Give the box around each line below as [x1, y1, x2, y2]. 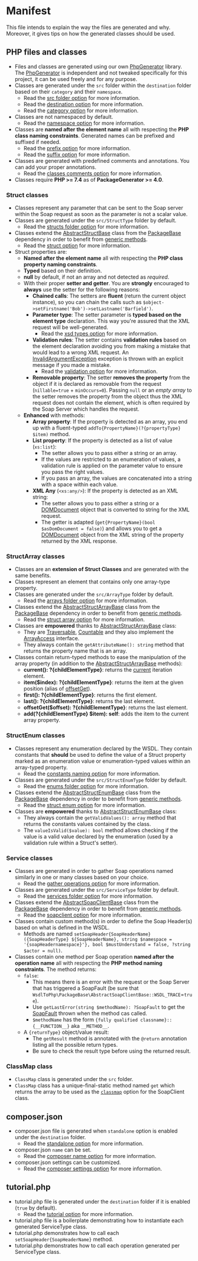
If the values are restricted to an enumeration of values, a [41, 456, 181, 463]
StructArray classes [6, 552, 65, 560]
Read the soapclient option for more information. [23, 911, 142, 918]
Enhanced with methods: [23, 412, 86, 419]
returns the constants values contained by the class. [23, 820, 151, 827]
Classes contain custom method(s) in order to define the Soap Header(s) [14, 917, 193, 924]
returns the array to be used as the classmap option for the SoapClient [14, 1088, 184, 1095]
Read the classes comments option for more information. [23, 170, 163, 177]
